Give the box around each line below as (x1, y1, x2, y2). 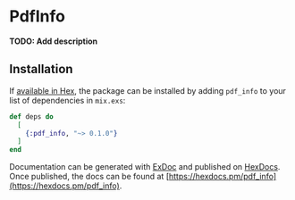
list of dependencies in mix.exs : (9, 95, 126, 105)
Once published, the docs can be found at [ (9, 171, 170, 182)
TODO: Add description (9, 36, 98, 46)
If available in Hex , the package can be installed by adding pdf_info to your (9, 85, 286, 96)
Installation (9, 62, 73, 77)
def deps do (9, 112, 54, 121)
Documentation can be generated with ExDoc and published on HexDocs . (9, 162, 281, 172)
